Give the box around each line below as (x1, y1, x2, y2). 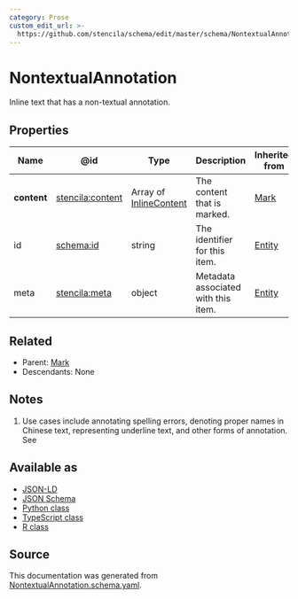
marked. (195, 208, 231, 221)
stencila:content (56, 191, 123, 204)
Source (9, 547, 51, 562)
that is (195, 197, 222, 209)
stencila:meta (56, 287, 113, 299)
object (131, 287, 158, 299)
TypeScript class (21, 511, 84, 523)
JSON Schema (21, 493, 76, 503)
